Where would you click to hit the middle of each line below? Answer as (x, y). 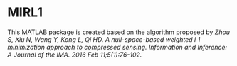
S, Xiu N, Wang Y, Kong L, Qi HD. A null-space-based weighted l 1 (104, 39)
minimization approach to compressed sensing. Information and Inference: (117, 47)
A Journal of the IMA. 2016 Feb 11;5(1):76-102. (75, 55)
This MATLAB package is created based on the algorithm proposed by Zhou (118, 32)
